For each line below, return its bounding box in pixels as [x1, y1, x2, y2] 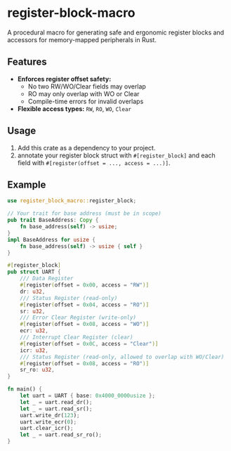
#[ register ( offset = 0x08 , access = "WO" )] [20, 321, 150, 328]
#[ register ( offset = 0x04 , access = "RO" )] [20, 301, 150, 308]
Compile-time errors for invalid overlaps [27, 97, 144, 105]
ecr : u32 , [20, 327, 49, 334]
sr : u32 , [20, 308, 46, 315]
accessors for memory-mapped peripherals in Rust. [7, 35, 157, 44]
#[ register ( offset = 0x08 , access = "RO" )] [20, 360, 150, 367]
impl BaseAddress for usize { [7, 236, 96, 243]
